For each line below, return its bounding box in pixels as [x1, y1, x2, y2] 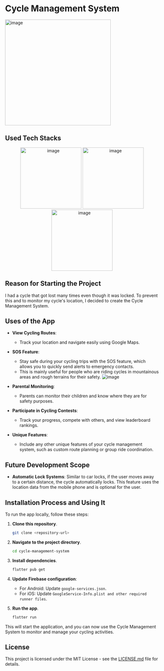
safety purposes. [19, 398, 54, 404]
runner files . [19, 596, 47, 601]
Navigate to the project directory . [12, 539, 82, 545]
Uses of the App [5, 317, 55, 325]
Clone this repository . [12, 521, 58, 527]
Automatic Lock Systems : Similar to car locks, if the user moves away [12, 474, 154, 480]
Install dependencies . [12, 557, 57, 563]
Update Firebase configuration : [12, 576, 77, 582]
